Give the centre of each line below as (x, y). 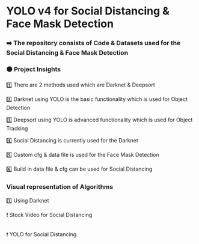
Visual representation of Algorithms (60, 187)
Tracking (17, 129)
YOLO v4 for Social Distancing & (88, 11)
